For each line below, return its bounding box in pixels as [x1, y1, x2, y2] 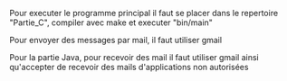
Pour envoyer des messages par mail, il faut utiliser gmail [9, 35, 223, 45]
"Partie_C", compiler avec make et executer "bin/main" [9, 17, 213, 28]
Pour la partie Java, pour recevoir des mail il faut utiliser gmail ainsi [9, 52, 260, 62]
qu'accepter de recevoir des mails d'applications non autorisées [9, 62, 249, 72]
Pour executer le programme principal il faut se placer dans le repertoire [9, 8, 279, 18]
